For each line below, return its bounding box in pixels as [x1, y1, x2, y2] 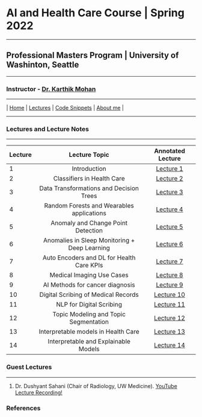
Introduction [72, 165, 106, 173]
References [6, 404, 41, 412]
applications [72, 209, 106, 217]
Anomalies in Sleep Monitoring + [43, 236, 135, 244]
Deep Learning [68, 244, 110, 252]
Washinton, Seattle [6, 60, 79, 70]
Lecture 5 [156, 223, 183, 231]
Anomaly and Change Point [50, 219, 128, 228]
